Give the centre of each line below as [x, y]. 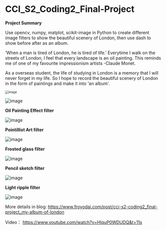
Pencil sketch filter [25, 168]
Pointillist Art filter [25, 130]
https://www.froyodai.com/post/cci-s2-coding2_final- [103, 207]
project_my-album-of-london [35, 212]
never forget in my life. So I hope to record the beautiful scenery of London [82, 78]
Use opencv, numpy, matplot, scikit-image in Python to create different [77, 32]
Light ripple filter [23, 187]
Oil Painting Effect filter [30, 110]
